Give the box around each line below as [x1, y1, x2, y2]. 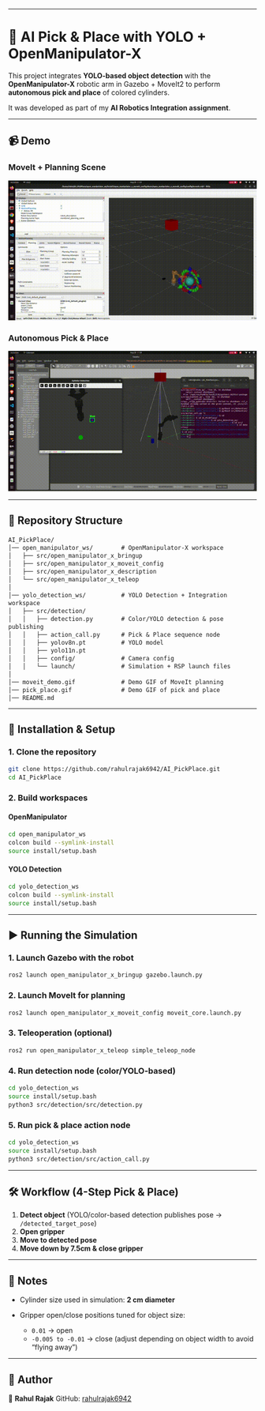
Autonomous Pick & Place [8, 333, 109, 344]
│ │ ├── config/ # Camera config [8, 654, 175, 662]
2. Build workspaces [8, 792, 88, 803]
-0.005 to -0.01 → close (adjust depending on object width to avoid [31, 1334, 254, 1344]
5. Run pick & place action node [8, 1119, 131, 1131]
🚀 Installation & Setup [8, 723, 116, 736]
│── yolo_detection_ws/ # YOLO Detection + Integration [8, 591, 227, 599]
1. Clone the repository [8, 747, 97, 758]
